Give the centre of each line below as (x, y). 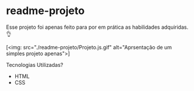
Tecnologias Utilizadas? (35, 65)
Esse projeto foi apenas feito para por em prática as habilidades (83, 27)
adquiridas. (175, 27)
